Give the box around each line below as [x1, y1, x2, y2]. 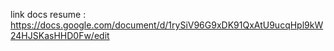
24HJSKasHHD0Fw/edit [10, 30, 110, 41]
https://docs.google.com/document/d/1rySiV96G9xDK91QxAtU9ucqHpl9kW [10, 19, 324, 31]
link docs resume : [10, 9, 87, 20]
